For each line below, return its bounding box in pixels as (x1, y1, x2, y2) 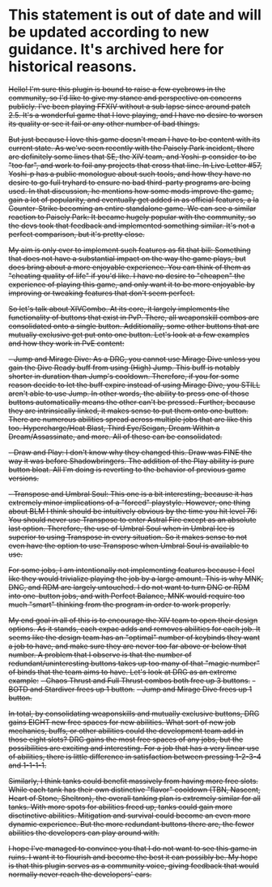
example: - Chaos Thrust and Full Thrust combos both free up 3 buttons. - (8, 675, 257, 685)
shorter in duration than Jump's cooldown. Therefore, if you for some (8, 371, 240, 381)
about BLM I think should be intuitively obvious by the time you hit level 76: (8, 506, 257, 516)
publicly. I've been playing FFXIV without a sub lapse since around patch (8, 101, 251, 111)
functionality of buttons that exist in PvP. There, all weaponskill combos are (8, 312, 260, 322)
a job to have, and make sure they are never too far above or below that (8, 641, 247, 651)
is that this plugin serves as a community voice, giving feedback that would (8, 860, 260, 870)
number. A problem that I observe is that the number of (8, 649, 192, 659)
